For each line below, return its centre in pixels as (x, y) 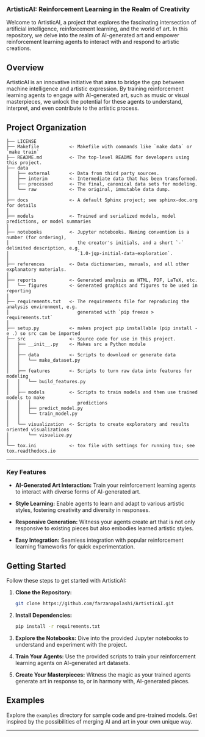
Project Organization (46, 127)
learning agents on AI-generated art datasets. (73, 663)
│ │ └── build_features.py (46, 381)
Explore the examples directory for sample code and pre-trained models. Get (102, 715)
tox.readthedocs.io (31, 451)
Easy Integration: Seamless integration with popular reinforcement (99, 540)
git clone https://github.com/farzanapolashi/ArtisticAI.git (95, 604)
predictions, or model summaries (49, 221)
